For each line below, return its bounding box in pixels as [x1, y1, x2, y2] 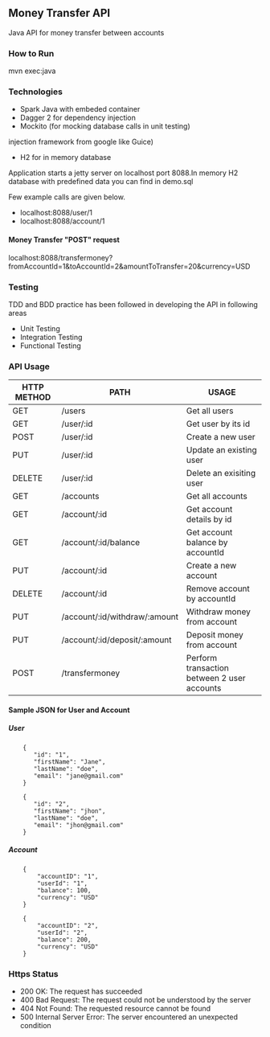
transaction [186, 662, 229, 674]
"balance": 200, [37, 936, 92, 944]
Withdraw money [186, 606, 251, 617]
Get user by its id [186, 418, 251, 429]
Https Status [8, 968, 59, 979]
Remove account [186, 583, 251, 594]
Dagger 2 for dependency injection [19, 113, 137, 123]
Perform [186, 653, 218, 664]
